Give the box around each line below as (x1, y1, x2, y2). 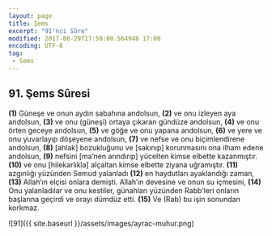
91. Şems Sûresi (8, 86, 91, 101)
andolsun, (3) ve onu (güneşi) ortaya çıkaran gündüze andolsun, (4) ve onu (8, 116, 260, 126)
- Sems (11, 57, 35, 65)
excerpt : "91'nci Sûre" (8, 27, 89, 35)
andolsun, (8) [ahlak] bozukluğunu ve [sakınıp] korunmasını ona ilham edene (8, 142, 264, 152)
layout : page (8, 11, 53, 20)
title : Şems (8, 19, 49, 27)
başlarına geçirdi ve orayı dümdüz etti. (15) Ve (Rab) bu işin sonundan (8, 194, 240, 204)
